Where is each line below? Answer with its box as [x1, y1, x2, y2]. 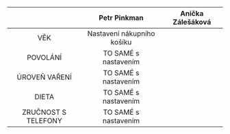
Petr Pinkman [99, 13, 144, 23]
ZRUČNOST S [22, 107, 67, 117]
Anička [180, 9, 204, 18]
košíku [110, 38, 132, 46]
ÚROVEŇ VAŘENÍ [16, 72, 72, 81]
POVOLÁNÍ [27, 53, 62, 62]
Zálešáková [172, 17, 212, 27]
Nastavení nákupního [87, 29, 155, 38]
